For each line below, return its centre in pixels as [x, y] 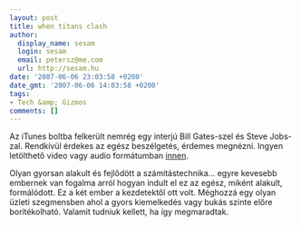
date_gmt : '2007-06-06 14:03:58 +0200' [85, 85]
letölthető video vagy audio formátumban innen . [99, 156]
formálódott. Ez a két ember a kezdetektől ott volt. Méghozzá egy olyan [143, 192]
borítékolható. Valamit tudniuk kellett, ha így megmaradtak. [119, 212]
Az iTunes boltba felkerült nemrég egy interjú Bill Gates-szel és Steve [139, 136]
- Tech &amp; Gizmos [49, 102]
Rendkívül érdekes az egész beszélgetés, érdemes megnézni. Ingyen [154, 146]
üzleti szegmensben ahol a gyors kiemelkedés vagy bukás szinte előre [141, 202]
